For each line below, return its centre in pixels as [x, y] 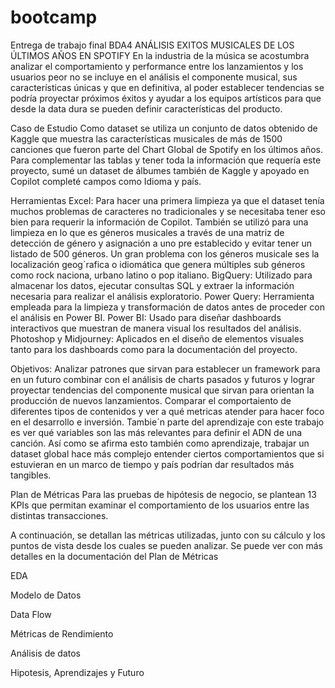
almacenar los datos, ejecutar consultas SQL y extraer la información [152, 285]
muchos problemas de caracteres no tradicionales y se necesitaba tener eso [168, 211]
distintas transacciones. [59, 515]
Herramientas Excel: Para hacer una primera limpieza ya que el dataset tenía [167, 200]
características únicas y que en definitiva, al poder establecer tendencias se [167, 87]
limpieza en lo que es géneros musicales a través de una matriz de [147, 232]
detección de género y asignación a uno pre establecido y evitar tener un [161, 243]
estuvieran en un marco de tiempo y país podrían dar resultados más [152, 464]
